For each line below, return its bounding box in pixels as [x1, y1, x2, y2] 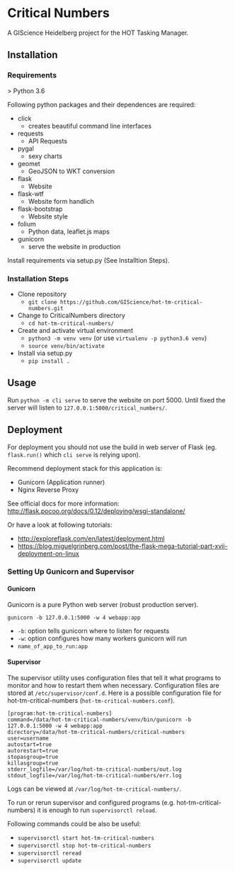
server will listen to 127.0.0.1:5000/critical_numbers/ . [7, 403, 168, 412]
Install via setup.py [17, 349, 73, 357]
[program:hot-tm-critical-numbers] [7, 710, 113, 717]
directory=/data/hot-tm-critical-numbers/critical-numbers [7, 728, 185, 735]
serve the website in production [28, 242, 121, 251]
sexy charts [28, 151, 62, 160]
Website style [28, 212, 69, 221]
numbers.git [28, 305, 64, 312]
